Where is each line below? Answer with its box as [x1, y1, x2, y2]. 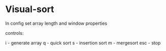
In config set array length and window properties [5, 20, 108, 26]
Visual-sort [5, 4, 54, 15]
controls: [5, 30, 24, 36]
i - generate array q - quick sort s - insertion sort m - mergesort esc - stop [5, 39, 161, 46]
